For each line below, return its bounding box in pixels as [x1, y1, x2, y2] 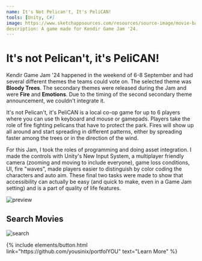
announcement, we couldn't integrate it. [6, 97, 105, 104]
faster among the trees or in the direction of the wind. [6, 134, 139, 142]
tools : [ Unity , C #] [6, 14, 55, 20]
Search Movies [6, 213, 64, 224]
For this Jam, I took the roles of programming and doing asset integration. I [6, 146, 192, 154]
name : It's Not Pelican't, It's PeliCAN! [6, 8, 112, 15]
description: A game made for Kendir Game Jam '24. [6, 25, 138, 32]
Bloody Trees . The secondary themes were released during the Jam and [6, 84, 186, 92]
